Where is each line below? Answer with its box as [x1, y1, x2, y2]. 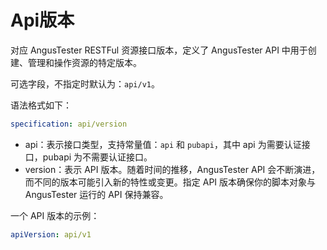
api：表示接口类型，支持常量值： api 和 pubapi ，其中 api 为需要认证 [24, 138, 302, 150]
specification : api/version [10, 119, 128, 129]
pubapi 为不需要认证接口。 [42, 151, 153, 163]
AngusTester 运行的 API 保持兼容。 [24, 188, 169, 200]
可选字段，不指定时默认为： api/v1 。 [10, 77, 160, 90]
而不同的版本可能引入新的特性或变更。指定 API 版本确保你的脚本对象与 [24, 176, 317, 188]
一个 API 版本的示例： [10, 209, 100, 221]
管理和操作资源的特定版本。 [27, 56, 142, 68]
